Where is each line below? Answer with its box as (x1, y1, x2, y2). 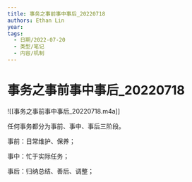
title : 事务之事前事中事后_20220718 (7, 10, 106, 18)
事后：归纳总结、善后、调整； (7, 166, 94, 175)
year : (7, 23, 23, 30)
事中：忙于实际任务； (7, 152, 69, 160)
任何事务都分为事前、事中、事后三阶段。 (7, 121, 125, 131)
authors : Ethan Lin (7, 17, 65, 24)
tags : (7, 30, 23, 37)
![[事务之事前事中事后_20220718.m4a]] (7, 107, 121, 115)
